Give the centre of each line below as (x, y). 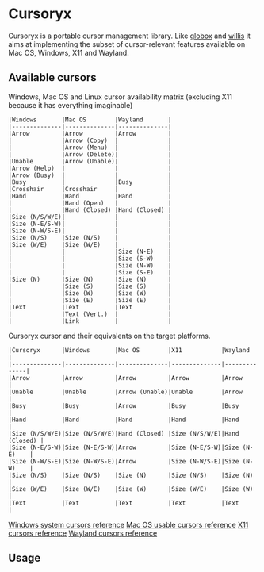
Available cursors (52, 77)
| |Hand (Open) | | (90, 203)
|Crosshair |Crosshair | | (90, 189)
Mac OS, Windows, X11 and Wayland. (69, 52)
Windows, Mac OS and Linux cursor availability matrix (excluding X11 (120, 97)
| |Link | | (90, 321)
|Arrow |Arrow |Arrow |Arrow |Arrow (126, 378)
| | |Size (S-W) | (90, 259)
